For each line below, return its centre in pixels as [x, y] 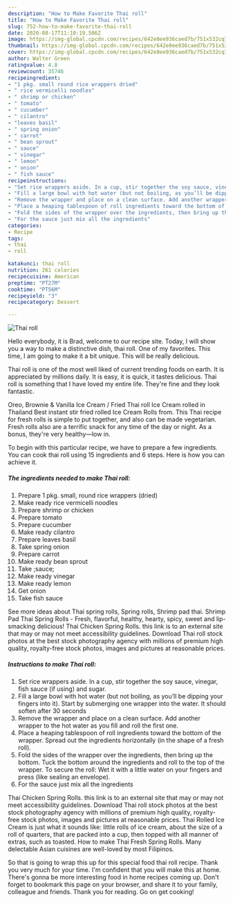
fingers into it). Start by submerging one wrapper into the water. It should [122, 704]
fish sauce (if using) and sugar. [62, 689]
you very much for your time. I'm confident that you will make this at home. [114, 870]
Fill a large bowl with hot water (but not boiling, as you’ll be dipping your [120, 696]
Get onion [32, 591]
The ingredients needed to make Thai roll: [69, 478]
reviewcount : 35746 [36, 71]
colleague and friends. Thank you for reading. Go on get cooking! [101, 892]
